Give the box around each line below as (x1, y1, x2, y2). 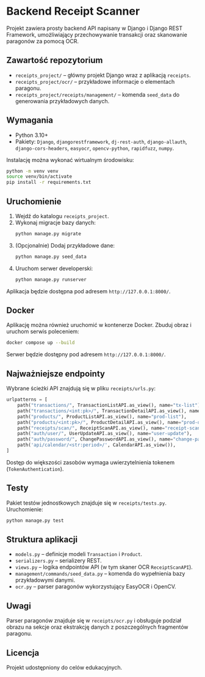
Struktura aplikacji (6, 534, 78, 544)
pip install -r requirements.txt (6, 179, 92, 186)
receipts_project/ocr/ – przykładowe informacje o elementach (15, 78, 175, 85)
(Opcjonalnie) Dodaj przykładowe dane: (15, 241, 115, 249)
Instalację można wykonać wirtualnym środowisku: (6, 156, 134, 163)
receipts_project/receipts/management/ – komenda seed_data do (15, 90, 180, 98)
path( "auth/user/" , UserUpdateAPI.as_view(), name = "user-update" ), (17, 431, 192, 437)
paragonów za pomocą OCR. (6, 37, 79, 45)
